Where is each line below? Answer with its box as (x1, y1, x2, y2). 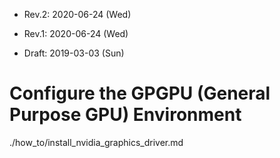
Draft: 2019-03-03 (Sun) (23, 47, 125, 59)
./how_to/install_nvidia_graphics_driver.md (9, 136, 184, 148)
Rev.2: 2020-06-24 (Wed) (23, 9, 132, 20)
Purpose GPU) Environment (9, 104, 242, 126)
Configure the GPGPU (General (9, 82, 271, 105)
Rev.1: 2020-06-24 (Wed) (23, 28, 129, 39)
